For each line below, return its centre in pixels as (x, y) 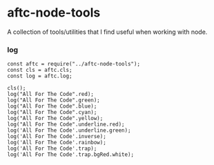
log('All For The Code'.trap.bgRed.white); (71, 155)
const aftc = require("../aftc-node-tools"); (74, 64)
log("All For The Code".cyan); (52, 113)
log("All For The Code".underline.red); (66, 125)
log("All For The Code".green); (53, 100)
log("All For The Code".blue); (52, 106)
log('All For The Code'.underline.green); (69, 130)
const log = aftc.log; (40, 76)
